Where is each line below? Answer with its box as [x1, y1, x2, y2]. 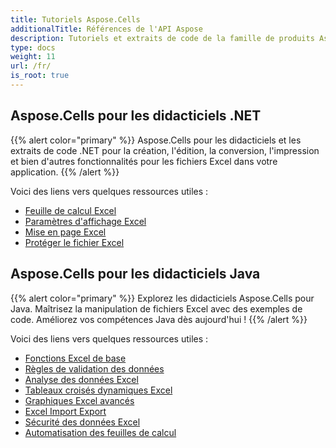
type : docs [10, 42, 56, 53]
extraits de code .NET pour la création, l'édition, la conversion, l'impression [10, 144, 320, 156]
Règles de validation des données [24, 362, 165, 375]
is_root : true [10, 71, 70, 81]
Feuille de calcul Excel [24, 204, 117, 216]
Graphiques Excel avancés [24, 394, 135, 406]
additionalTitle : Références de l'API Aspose [10, 24, 203, 34]
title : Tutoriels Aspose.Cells [10, 14, 141, 25]
